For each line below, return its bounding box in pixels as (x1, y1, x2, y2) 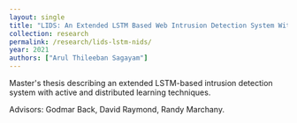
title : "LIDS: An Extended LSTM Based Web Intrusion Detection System (9, 21, 275, 30)
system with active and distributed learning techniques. (9, 87, 211, 98)
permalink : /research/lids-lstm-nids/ (9, 37, 152, 47)
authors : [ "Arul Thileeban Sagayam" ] (9, 54, 148, 62)
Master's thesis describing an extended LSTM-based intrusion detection (9, 78, 273, 88)
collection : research (9, 29, 89, 38)
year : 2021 (9, 46, 49, 54)
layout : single (9, 12, 65, 22)
